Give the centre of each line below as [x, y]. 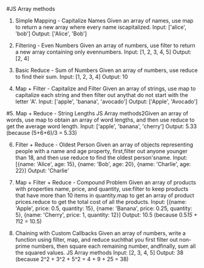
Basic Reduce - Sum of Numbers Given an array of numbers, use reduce [106, 70]
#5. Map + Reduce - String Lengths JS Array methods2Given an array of [97, 113]
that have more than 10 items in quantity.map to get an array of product [104, 195]
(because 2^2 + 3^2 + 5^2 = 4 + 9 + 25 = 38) [72, 259]
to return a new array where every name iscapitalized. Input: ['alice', [100, 27]
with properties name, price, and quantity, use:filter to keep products [102, 189]
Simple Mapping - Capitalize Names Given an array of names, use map [104, 20]
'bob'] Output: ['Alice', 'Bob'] [51, 34]
